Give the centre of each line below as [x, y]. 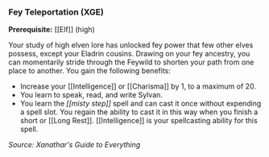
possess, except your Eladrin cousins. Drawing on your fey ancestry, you [129, 54]
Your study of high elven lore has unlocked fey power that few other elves [131, 45]
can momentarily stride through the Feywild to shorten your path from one [131, 62]
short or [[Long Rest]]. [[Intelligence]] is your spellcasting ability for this [139, 121]
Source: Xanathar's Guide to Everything [74, 145]
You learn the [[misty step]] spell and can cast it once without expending [141, 104]
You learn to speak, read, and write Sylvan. [91, 95]
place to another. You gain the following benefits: [89, 71]
